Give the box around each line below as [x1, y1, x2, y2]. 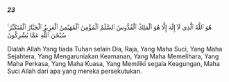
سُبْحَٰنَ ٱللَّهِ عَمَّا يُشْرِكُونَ [7, 31, 67, 39]
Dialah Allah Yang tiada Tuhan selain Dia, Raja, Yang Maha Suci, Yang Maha [7, 44, 223, 53]
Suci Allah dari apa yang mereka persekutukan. [7, 67, 142, 75]
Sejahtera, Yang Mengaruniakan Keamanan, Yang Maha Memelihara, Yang [7, 52, 219, 60]
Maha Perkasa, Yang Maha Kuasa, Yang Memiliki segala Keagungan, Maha [7, 59, 221, 67]
